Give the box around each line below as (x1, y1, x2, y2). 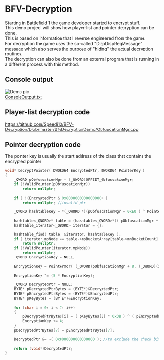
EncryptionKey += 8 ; (22, 319, 64, 324)
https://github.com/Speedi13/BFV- (5, 121, 74, 127)
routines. (5, 51, 23, 57)
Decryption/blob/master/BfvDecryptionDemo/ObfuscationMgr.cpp (5, 126, 139, 132)
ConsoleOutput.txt (5, 94, 42, 100)
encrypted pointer (5, 158, 41, 165)
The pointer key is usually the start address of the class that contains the (5, 154, 151, 159)
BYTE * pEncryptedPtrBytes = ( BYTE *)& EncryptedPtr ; (14, 291, 119, 296)
